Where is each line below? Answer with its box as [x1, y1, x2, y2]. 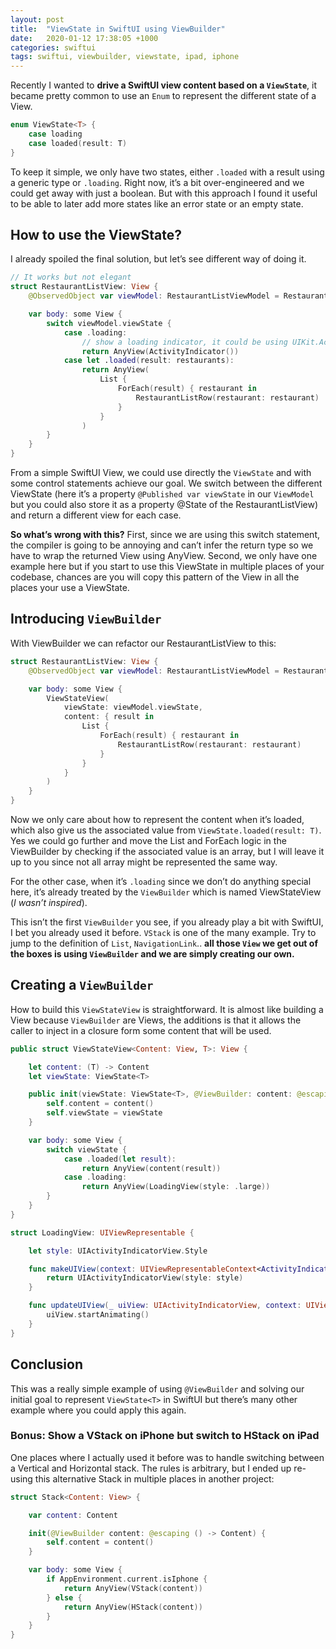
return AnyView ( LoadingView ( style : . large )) [81, 1182, 271, 1192]
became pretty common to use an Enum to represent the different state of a [10, 90, 317, 102]
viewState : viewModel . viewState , [63, 702, 203, 713]
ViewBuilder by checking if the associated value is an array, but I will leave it [10, 846, 325, 857]
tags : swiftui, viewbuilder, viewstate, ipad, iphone [10, 52, 240, 62]
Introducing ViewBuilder [10, 611, 162, 628]
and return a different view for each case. [10, 509, 182, 521]
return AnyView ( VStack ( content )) [63, 1583, 203, 1593]
